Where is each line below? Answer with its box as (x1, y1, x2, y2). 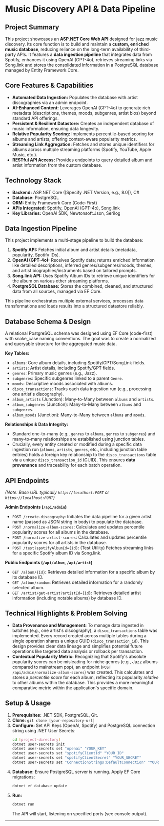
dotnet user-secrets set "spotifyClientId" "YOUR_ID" (12, 751, 124, 756)
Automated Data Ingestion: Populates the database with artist (12, 94, 138, 100)
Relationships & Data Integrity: (5, 422, 68, 427)
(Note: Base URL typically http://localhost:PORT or (5, 489, 109, 496)
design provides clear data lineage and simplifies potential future (12, 643, 143, 649)
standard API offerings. (12, 115, 59, 121)
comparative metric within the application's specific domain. (12, 685, 134, 691)
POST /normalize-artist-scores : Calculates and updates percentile (12, 534, 147, 540)
